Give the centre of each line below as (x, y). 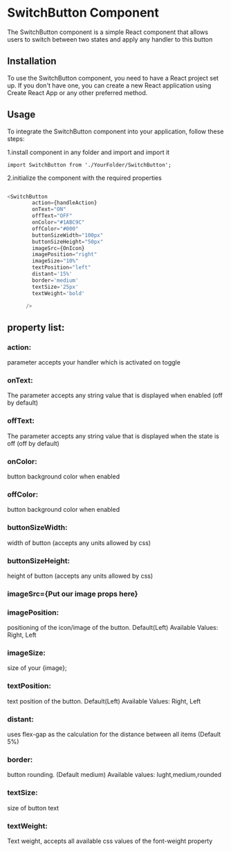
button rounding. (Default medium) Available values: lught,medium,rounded (114, 775)
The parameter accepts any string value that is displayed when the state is (113, 436)
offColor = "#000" (55, 228)
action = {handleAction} (65, 203)
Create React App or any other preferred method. (77, 92)
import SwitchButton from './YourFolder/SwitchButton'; (89, 165)
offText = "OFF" (52, 216)
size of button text (33, 808)
